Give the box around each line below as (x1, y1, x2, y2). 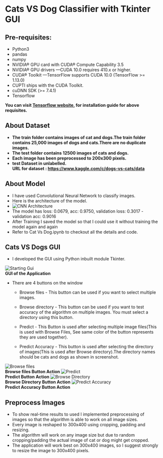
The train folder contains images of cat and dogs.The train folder (12, 134, 146, 140)
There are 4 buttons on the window (12, 280, 83, 286)
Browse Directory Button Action (5, 379, 71, 385)
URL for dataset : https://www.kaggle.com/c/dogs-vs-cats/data (12, 165, 145, 171)
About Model (5, 179, 45, 188)
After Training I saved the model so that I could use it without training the (12, 219, 158, 224)
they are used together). (19, 334, 68, 340)
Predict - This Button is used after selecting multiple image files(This (19, 324, 157, 330)
